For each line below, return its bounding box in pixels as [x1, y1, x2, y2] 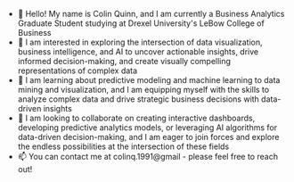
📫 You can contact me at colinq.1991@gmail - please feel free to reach [17, 152, 279, 161]
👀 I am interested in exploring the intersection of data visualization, [17, 37, 263, 47]
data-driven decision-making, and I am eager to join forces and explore [17, 132, 280, 142]
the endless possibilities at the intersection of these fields [17, 141, 230, 152]
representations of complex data [17, 65, 138, 76]
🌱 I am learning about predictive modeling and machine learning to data [17, 75, 281, 85]
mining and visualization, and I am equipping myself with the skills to [17, 85, 270, 95]
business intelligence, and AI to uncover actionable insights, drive [17, 46, 259, 57]
